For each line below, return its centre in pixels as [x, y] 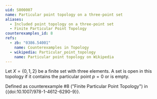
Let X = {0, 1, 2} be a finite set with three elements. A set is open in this [79, 71]
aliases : [14, 19]
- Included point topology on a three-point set [62, 24]
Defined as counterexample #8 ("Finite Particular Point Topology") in [76, 86]
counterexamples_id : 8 [29, 33]
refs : [11, 38]
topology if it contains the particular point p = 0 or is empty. [67, 77]
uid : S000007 [19, 10]
